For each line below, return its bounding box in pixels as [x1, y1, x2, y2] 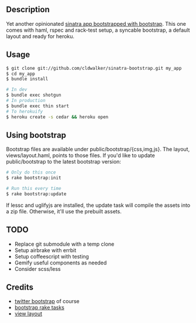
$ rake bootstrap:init [6, 175, 61, 181]
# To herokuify [6, 108, 43, 114]
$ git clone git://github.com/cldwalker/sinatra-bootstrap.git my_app [6, 65, 182, 71]
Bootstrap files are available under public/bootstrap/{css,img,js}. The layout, [6, 146, 190, 153]
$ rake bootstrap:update [6, 191, 67, 197]
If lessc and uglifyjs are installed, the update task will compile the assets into [6, 202, 191, 209]
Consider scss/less [14, 265, 61, 272]
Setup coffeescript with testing [14, 253, 90, 260]
